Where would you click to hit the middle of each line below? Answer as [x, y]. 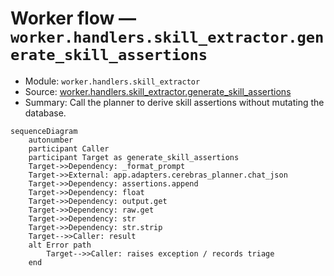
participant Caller [69, 148]
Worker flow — [73, 18]
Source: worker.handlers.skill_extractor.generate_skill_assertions [158, 91]
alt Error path [60, 245]
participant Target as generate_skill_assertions [134, 157]
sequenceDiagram [44, 131]
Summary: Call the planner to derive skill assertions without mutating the [174, 102]
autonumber [51, 140]
